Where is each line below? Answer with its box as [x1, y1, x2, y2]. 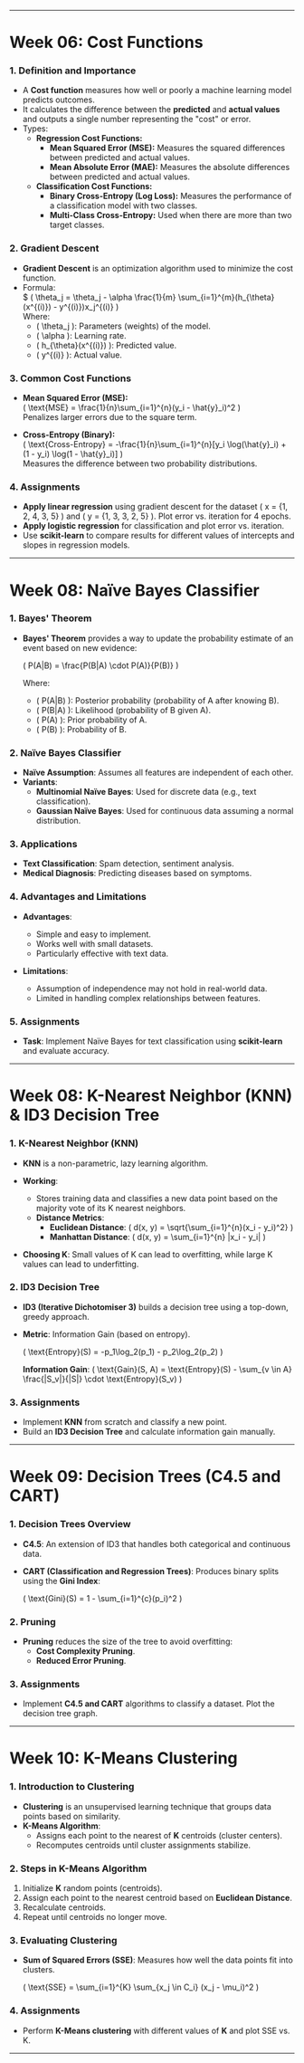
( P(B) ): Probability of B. [35, 723, 128, 734]
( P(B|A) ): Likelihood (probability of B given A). [35, 704, 211, 715]
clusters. [22, 1964, 56, 1975]
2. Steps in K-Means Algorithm [9, 1862, 147, 1875]
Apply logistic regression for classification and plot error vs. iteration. [22, 521, 285, 531]
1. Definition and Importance [9, 64, 137, 77]
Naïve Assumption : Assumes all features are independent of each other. [22, 767, 294, 778]
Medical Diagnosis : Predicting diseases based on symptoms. [22, 868, 252, 879]
